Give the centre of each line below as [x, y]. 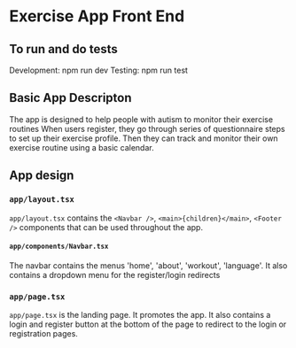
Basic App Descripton [70, 98]
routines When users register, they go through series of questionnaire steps [147, 128]
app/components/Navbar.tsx [59, 247]
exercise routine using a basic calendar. [82, 147]
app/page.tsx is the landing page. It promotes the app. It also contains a [140, 315]
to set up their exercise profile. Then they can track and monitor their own [144, 138]
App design [42, 176]
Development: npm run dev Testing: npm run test [99, 70]
